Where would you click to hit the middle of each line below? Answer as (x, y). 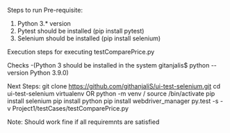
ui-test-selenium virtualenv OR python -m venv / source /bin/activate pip (111, 94)
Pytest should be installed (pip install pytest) (81, 31)
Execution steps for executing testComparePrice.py (81, 52)
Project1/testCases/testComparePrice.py (71, 108)
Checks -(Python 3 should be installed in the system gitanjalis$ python (108, 65)
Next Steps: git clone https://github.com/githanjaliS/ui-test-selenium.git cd (114, 86)
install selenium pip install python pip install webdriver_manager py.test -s (113, 101)
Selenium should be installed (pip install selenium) (89, 38)
